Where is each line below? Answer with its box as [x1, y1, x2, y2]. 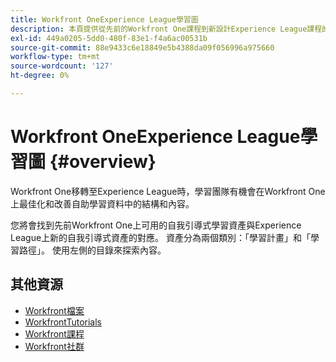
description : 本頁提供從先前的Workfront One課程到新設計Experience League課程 [10, 24, 323, 34]
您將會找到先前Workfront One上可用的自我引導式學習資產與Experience [10, 219, 302, 231]
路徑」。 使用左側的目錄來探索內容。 [18, 244, 167, 256]
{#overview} [49, 151, 157, 173]
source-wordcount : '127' [10, 61, 114, 71]
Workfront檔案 [24, 304, 85, 316]
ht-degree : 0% [10, 71, 70, 81]
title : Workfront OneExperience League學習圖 [10, 14, 199, 25]
